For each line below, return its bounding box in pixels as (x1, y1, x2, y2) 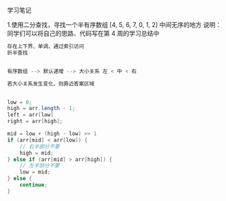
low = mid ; (19, 169, 51, 176)
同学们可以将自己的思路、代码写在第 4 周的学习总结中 (7, 30, 160, 37)
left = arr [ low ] (7, 112, 54, 118)
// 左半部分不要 (19, 162, 60, 169)
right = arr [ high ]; (7, 118, 63, 125)
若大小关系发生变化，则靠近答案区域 (7, 80, 95, 87)
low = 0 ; (7, 98, 32, 105)
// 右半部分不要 (19, 143, 60, 150)
